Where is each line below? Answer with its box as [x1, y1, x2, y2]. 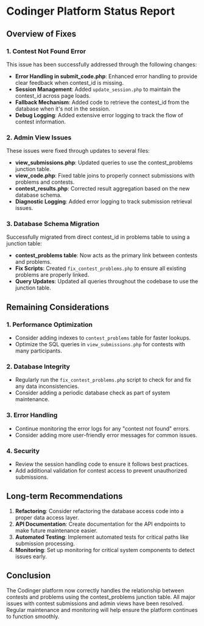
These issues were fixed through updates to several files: [6, 147, 150, 155]
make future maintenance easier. [15, 526, 98, 534]
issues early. [15, 553, 47, 560]
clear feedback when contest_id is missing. [15, 79, 124, 86]
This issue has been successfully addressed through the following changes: [6, 60, 197, 68]
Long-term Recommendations [6, 491, 123, 501]
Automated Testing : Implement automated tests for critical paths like [15, 533, 189, 540]
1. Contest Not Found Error [6, 47, 86, 56]
